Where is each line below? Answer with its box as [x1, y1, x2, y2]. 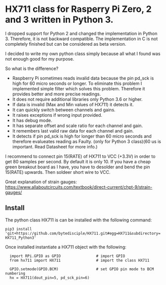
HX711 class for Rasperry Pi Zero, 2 [5, 3, 152, 15]
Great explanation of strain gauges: [5, 179, 77, 185]
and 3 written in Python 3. [5, 14, 114, 25]
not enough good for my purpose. [5, 56, 74, 62]
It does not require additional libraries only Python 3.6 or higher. [12, 96, 143, 102]
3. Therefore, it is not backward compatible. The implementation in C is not [5, 36, 158, 42]
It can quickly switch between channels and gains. [12, 107, 115, 113]
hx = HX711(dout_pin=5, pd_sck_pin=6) [9, 275, 90, 280]
